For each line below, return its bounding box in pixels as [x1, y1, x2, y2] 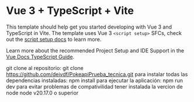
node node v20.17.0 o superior [6, 89, 79, 96]
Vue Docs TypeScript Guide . [6, 53, 75, 60]
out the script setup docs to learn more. [6, 36, 102, 43]
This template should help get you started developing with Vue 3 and [6, 23, 172, 30]
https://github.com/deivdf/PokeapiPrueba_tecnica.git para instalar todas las [6, 71, 188, 78]
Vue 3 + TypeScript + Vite [6, 4, 134, 17]
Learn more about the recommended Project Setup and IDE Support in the [6, 47, 185, 54]
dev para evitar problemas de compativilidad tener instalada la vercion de [6, 83, 183, 90]
